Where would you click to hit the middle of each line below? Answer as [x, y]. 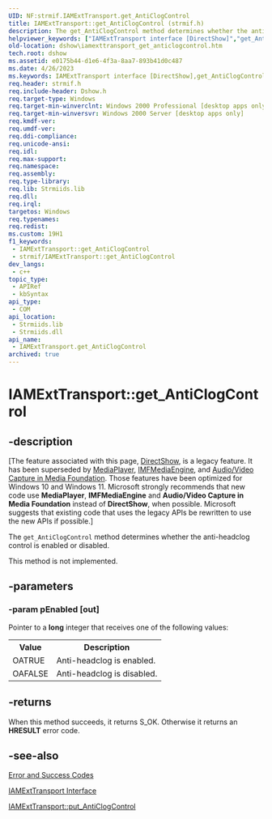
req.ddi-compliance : [43, 136]
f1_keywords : [30, 242]
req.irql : [25, 204]
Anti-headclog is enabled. [106, 660]
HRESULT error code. [44, 730]
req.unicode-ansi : [39, 144]
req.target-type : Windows [52, 99]
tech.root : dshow [38, 53]
